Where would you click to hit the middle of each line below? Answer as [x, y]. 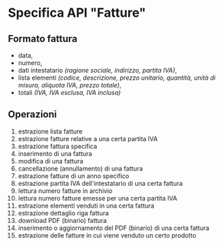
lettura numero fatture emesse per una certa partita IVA [98, 198]
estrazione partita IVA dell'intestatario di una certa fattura [100, 183]
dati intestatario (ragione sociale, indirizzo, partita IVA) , [97, 70]
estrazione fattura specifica [57, 146]
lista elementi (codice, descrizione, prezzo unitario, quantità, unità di [117, 78]
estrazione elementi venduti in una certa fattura [86, 205]
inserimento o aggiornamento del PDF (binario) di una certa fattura [114, 228]
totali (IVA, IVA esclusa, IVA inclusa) [69, 93]
